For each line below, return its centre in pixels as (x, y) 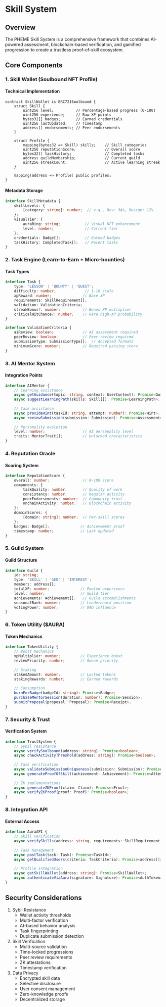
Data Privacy (25, 973)
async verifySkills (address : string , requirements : (68, 841)
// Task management (34, 850)
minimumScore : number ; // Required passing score (76, 346)
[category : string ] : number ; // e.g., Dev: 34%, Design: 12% (88, 210)
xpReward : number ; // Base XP (60, 296)
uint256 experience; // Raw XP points (67, 115)
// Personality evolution (41, 427)
